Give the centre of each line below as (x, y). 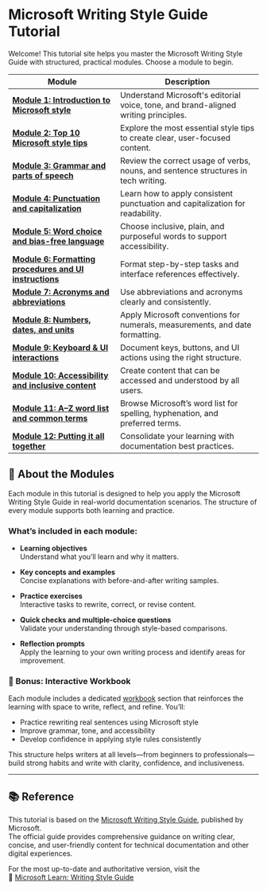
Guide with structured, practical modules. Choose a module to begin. (121, 62)
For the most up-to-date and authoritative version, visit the (104, 869)
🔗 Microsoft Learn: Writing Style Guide (71, 877)
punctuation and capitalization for (183, 203)
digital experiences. (41, 853)
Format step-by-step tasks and (180, 264)
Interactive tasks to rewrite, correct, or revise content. (108, 604)
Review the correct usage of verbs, (186, 161)
